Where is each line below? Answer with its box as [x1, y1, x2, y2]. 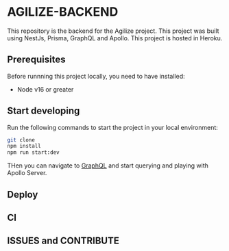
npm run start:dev [7, 149, 60, 156]
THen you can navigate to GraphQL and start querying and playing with [7, 161, 209, 170]
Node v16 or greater [16, 85, 74, 93]
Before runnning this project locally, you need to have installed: [7, 72, 185, 80]
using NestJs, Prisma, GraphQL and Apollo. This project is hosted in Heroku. [7, 34, 223, 42]
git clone [7, 136, 36, 144]
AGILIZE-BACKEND [7, 4, 119, 20]
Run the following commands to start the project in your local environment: [7, 123, 218, 131]
